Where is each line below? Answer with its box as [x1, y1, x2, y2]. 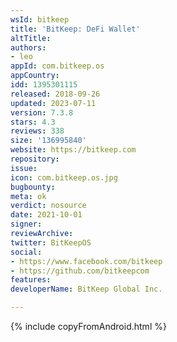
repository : [10, 154, 60, 164]
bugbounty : [10, 182, 56, 192]
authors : [10, 42, 47, 53]
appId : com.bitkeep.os [10, 61, 105, 71]
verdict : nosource [10, 201, 87, 211]
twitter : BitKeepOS [10, 237, 92, 248]
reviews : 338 [10, 126, 65, 136]
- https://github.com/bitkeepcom [10, 266, 150, 276]
